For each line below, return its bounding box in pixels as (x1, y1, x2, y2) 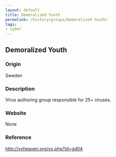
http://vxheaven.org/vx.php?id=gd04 (5, 145, 83, 151)
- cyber (5, 27, 22, 32)
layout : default (5, 7, 40, 13)
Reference (5, 134, 32, 141)
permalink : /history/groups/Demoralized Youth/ (5, 17, 108, 22)
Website (5, 109, 26, 117)
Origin (5, 61, 21, 68)
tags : (5, 21, 17, 27)
